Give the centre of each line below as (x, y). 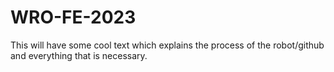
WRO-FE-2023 (73, 17)
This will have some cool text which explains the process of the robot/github (167, 45)
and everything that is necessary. (79, 55)
